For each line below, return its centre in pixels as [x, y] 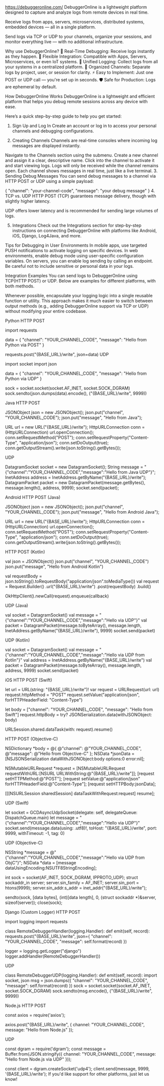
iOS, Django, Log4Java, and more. [47, 236]
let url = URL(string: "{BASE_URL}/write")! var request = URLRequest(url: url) [82, 689]
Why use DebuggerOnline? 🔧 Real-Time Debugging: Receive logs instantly [80, 51]
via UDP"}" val [132, 620]
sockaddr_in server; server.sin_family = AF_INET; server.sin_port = [72, 883]
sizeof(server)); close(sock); [34, 903]
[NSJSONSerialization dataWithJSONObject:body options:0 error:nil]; [75, 759]
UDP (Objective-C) [24, 843]
